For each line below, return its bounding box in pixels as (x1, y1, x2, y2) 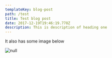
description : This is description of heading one (5, 25, 108, 30)
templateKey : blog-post (5, 7, 53, 12)
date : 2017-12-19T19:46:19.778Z (5, 20, 70, 26)
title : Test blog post (5, 16, 51, 21)
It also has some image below (5, 38, 64, 44)
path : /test (5, 12, 29, 16)
